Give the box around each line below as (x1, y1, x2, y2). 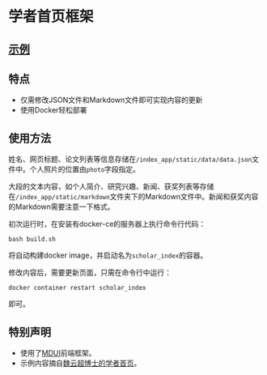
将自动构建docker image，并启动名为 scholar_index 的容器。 (8, 250, 208, 260)
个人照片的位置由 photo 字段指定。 (29, 164, 140, 174)
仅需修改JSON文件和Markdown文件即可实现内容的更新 (19, 95, 203, 105)
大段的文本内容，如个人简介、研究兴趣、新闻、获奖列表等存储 (8, 181, 214, 191)
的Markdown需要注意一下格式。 (8, 202, 115, 211)
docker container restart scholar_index (8, 284, 147, 292)
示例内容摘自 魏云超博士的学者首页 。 (19, 358, 142, 369)
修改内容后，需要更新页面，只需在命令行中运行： (8, 268, 172, 278)
